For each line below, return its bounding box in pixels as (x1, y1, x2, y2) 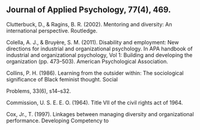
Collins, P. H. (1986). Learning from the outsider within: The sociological (6, 69, 184, 77)
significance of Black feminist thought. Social (6, 75, 118, 83)
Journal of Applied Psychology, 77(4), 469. (6, 5, 171, 15)
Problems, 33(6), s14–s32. (6, 87, 71, 95)
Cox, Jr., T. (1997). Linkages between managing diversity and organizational (6, 110, 194, 117)
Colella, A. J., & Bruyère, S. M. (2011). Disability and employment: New (6, 38, 179, 46)
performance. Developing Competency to (6, 117, 109, 124)
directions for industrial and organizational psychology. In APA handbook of (6, 45, 193, 52)
